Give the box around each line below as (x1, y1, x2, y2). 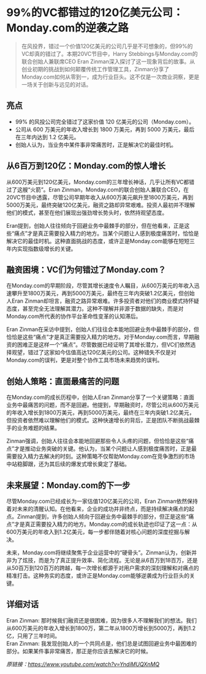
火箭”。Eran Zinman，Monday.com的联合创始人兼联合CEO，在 (30, 185, 189, 193)
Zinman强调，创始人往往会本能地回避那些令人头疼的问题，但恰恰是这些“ (6, 437, 189, 445)
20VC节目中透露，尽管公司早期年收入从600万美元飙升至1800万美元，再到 (6, 193, 194, 201)
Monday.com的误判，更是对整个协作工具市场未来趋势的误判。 (6, 357, 163, 364)
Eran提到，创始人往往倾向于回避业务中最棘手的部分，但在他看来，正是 (6, 222, 185, 229)
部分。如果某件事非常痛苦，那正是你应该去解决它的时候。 (6, 647, 151, 654)
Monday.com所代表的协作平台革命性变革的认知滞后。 (6, 312, 142, 320)
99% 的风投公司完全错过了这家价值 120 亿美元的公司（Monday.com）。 (15, 118, 195, 125)
